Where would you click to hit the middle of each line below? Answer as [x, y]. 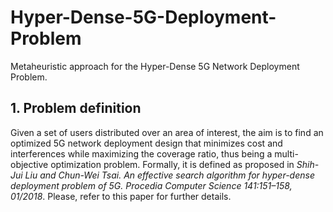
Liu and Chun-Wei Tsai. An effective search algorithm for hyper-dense [169, 175]
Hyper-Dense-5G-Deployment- [143, 17]
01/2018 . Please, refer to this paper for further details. [121, 196]
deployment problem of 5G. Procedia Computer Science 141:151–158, [151, 185]
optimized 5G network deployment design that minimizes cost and [146, 143]
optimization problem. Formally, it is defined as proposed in [172, 164]
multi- [286, 153]
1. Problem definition [76, 108]
